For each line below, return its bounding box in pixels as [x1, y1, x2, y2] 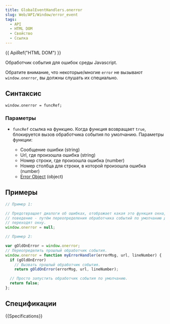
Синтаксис [5, 89, 41, 98]
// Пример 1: [5, 201, 33, 207]
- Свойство [10, 31, 33, 36]
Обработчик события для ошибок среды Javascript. [5, 59, 117, 65]
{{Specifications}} [5, 313, 43, 319]
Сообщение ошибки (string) [20, 147, 80, 153]
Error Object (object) [20, 173, 63, 179]
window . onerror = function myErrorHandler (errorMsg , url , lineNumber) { [5, 253, 162, 258]
